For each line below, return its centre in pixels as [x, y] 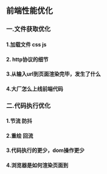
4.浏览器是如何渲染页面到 [37, 165]
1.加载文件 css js [26, 44]
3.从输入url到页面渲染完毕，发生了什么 [54, 74]
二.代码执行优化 [28, 105]
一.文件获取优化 [28, 29]
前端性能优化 [30, 11]
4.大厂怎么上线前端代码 [35, 89]
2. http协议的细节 [27, 59]
